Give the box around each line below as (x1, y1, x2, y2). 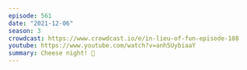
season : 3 (8, 27, 42, 35)
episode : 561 (8, 11, 52, 20)
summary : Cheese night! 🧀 (8, 49, 95, 57)
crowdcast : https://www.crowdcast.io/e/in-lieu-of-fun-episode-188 (8, 34, 240, 43)
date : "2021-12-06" (8, 19, 74, 27)
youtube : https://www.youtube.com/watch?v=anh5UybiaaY (8, 42, 196, 50)
